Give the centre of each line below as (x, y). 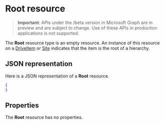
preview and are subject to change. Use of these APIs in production (87, 27)
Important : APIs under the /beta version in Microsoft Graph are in (85, 22)
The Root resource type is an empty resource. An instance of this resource (82, 42)
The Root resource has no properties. (44, 117)
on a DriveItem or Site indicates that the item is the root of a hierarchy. (78, 48)
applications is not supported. (48, 33)
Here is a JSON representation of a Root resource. (57, 76)
